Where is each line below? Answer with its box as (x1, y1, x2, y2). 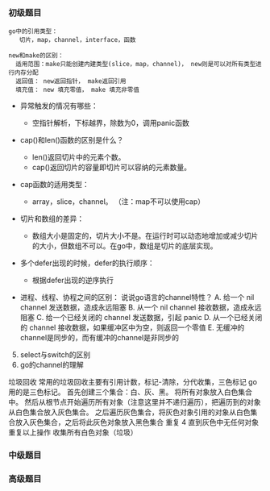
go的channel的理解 (19, 360, 85, 370)
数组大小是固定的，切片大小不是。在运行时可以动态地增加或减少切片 (31, 231, 259, 241)
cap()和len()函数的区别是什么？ (19, 135, 124, 145)
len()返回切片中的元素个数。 (31, 152, 126, 162)
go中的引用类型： (8, 27, 58, 35)
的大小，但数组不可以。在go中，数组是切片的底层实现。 (31, 241, 218, 251)
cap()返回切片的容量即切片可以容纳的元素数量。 (31, 163, 192, 173)
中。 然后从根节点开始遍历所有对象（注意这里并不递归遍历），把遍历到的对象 (8, 397, 261, 407)
